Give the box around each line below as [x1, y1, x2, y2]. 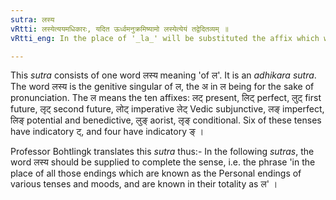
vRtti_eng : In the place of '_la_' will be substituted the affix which [10, 33, 320, 43]
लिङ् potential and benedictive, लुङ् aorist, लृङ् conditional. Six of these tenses [10, 114, 322, 126]
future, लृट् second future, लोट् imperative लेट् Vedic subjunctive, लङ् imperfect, [10, 103, 325, 115]
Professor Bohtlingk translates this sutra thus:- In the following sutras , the [10, 146, 315, 158]
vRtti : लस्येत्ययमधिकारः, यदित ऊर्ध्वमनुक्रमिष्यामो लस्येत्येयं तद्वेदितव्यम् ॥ [10, 24, 229, 34]
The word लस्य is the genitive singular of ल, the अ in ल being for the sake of [10, 81, 315, 93]
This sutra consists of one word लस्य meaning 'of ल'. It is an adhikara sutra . [10, 69, 317, 81]
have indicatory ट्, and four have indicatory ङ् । [10, 126, 205, 138]
